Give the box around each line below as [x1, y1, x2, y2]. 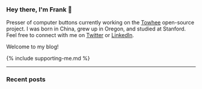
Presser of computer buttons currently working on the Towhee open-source [6, 19, 194, 26]
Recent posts [6, 75, 46, 84]
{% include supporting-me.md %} [6, 55, 90, 62]
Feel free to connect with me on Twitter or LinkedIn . [6, 32, 134, 39]
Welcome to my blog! [6, 43, 59, 50]
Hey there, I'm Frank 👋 [6, 5, 72, 14]
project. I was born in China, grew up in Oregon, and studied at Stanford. [6, 25, 186, 32]
